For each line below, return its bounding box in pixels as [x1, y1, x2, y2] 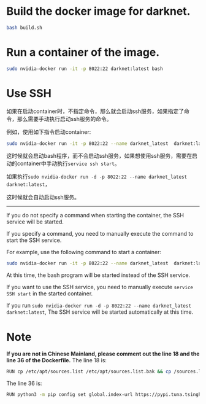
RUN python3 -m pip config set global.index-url [6, 392, 133, 398]
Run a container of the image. [6, 45, 160, 59]
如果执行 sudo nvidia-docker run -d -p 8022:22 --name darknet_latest [6, 173, 188, 181]
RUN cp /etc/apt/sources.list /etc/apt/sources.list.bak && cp [6, 368, 172, 375]
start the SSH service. [6, 236, 62, 244]
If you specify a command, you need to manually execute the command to [6, 230, 194, 238]
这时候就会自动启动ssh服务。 [6, 193, 80, 201]
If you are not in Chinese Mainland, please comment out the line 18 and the [6, 350, 200, 357]
